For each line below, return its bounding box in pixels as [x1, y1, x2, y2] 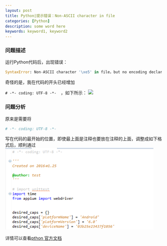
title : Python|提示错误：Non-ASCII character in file [5, 13, 115, 18]
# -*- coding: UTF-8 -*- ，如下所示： [5, 90, 87, 96]
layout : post [5, 8, 32, 13]
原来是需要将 [5, 116, 31, 122]
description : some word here [5, 24, 66, 29]
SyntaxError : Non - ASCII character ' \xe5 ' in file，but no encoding [5, 70, 147, 75]
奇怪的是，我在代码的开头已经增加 [5, 80, 75, 85]
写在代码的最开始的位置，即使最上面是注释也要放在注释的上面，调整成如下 [5, 136, 158, 142]
